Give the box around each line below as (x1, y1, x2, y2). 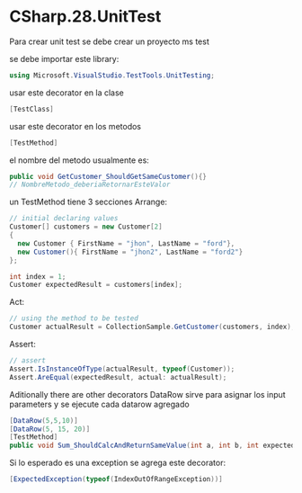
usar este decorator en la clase (9, 87, 124, 98)
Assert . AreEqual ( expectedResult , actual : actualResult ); (9, 372, 227, 381)
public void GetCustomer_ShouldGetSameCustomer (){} (9, 172, 207, 181)
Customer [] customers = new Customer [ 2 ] (9, 222, 164, 231)
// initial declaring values (9, 214, 119, 223)
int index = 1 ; (9, 272, 67, 281)
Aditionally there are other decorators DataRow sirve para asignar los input (9, 389, 286, 399)
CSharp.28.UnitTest (9, 6, 162, 27)
